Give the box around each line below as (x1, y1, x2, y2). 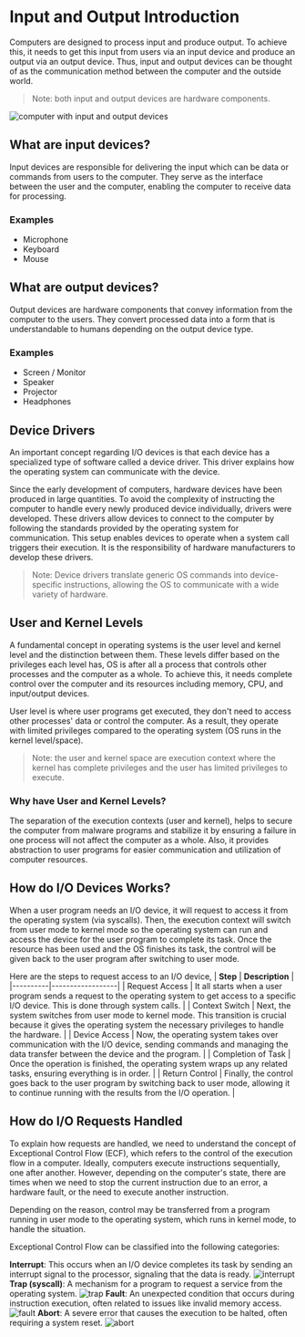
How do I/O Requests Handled (9, 1113, 183, 1129)
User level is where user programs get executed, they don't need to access (9, 705, 291, 716)
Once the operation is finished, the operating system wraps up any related (9, 1058, 289, 1069)
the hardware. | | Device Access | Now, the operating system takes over (9, 1029, 279, 1039)
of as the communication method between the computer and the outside (9, 66, 282, 77)
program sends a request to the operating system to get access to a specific (9, 990, 297, 1001)
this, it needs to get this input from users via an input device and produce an (9, 46, 296, 57)
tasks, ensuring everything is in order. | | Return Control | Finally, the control (9, 1068, 294, 1079)
